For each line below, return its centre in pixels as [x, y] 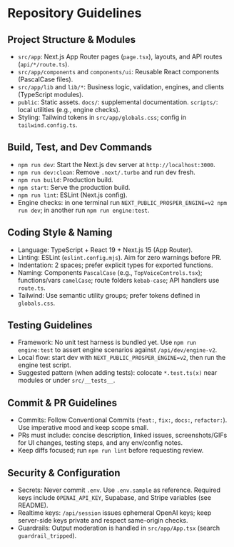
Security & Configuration [64, 473]
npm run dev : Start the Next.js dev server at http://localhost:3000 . [116, 164]
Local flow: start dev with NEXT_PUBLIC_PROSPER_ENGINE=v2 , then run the [122, 358]
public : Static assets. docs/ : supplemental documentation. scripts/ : [118, 102]
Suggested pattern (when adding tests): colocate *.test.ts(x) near [117, 373]
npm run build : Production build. [65, 179]
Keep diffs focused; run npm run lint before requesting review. [111, 451]
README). [33, 506]
